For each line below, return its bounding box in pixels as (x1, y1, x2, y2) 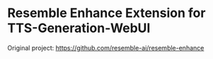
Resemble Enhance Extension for (7, 5, 206, 21)
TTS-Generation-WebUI (7, 20, 151, 36)
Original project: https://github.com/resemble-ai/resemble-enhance (7, 43, 205, 52)
